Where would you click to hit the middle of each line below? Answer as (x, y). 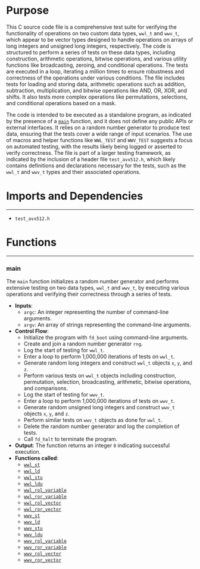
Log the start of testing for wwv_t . (64, 394)
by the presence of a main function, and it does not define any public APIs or (100, 121)
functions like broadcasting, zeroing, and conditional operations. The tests (97, 65)
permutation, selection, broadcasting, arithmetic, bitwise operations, (107, 382)
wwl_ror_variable (45, 497)
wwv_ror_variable (45, 547)
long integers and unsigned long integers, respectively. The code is (89, 46)
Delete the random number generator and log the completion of (101, 426)
